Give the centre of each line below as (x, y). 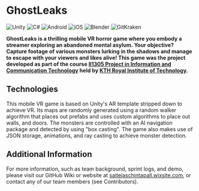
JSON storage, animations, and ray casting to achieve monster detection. (97, 135)
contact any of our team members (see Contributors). (73, 181)
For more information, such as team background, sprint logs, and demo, (95, 169)
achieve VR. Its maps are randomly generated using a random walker (91, 110)
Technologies (32, 90)
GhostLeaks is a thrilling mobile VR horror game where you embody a (94, 38)
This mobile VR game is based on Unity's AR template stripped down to (94, 104)
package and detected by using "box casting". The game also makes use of (99, 129)
